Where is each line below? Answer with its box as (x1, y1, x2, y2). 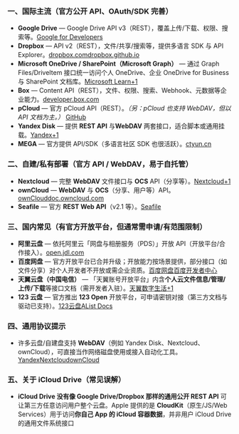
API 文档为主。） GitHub (17, 113, 87, 122)
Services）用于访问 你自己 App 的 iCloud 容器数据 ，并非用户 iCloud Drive (17, 410, 232, 418)
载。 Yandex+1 (17, 130, 59, 140)
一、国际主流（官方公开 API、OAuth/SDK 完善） (7, 6, 173, 16)
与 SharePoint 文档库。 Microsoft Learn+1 (17, 77, 138, 86)
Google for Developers (36, 33, 103, 41)
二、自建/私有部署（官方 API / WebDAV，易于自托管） (7, 159, 193, 169)
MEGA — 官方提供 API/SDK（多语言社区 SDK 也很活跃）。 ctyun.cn (17, 140, 212, 148)
